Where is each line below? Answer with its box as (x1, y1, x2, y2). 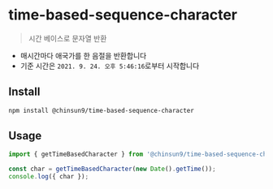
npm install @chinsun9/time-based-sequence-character (8, 106, 195, 114)
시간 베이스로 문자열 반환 (28, 33, 107, 43)
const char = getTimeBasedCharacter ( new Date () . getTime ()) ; (8, 165, 217, 174)
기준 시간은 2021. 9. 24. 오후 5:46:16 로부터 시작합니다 (19, 61, 200, 71)
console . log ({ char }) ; (8, 173, 89, 181)
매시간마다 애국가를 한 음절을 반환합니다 (19, 50, 147, 60)
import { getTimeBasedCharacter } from (8, 150, 144, 159)
